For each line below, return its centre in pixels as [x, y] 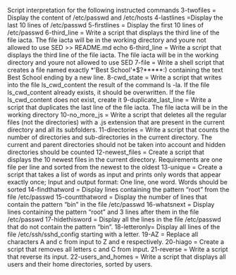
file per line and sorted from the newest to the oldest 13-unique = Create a [115, 167]
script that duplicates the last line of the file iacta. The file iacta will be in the [118, 107]
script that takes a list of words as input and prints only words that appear [114, 174]
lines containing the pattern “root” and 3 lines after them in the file [103, 212]
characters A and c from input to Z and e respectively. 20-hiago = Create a [116, 242]
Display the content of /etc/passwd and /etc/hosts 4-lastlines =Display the [115, 18]
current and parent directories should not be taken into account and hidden [117, 145]
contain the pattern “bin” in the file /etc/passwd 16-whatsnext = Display [111, 204]
